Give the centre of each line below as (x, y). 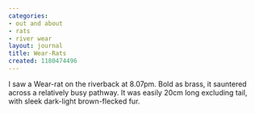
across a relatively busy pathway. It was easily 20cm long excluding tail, (128, 92)
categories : (28, 16)
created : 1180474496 (43, 61)
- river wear (30, 38)
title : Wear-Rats (38, 53)
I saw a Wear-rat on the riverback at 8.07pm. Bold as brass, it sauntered (128, 84)
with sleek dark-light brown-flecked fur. (74, 101)
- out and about (36, 23)
